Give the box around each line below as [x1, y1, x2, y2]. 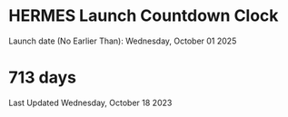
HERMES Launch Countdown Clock [8, 5, 279, 26]
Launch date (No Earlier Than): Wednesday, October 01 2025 [8, 35, 237, 46]
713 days [8, 67, 77, 88]
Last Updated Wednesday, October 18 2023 [8, 97, 173, 108]
